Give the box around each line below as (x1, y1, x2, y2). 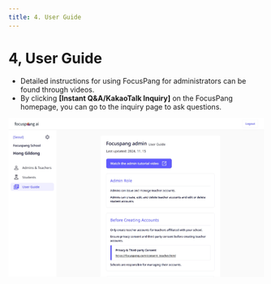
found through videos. (19, 84, 95, 94)
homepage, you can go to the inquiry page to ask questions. (19, 101, 222, 111)
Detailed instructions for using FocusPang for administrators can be (19, 75, 247, 85)
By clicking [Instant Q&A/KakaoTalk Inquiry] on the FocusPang (19, 93, 234, 103)
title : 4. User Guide (8, 13, 82, 21)
